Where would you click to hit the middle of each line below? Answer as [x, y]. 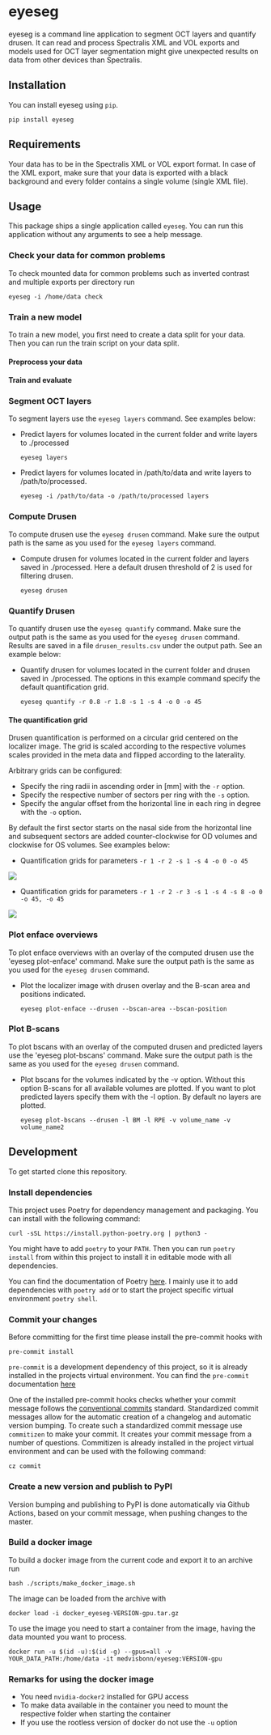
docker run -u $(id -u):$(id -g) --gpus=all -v [90, 1652]
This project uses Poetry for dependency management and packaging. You [133, 1210]
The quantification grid [48, 719]
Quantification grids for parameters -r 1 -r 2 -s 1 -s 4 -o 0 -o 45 [134, 861]
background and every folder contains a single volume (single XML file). [128, 181]
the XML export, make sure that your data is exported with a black [119, 172]
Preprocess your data [45, 362]
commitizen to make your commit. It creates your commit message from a [130, 1434]
